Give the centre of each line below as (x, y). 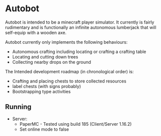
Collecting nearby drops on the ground (51, 62)
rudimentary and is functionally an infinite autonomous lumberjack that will (81, 27)
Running (18, 107)
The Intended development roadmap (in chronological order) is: (69, 71)
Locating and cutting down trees (45, 56)
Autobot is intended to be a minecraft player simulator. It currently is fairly (80, 22)
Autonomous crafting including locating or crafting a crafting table (79, 52)
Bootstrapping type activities (41, 91)
